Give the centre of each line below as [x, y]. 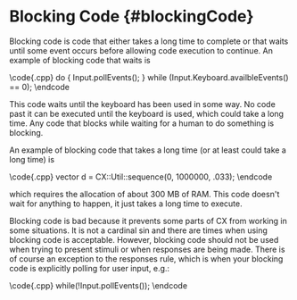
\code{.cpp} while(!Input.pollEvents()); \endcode [99, 285]
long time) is [32, 159]
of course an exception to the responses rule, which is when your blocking [146, 258]
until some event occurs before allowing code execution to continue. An [141, 50]
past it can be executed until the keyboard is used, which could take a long [146, 113]
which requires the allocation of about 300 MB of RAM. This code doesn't [144, 194]
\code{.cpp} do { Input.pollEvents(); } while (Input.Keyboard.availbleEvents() [149, 77]
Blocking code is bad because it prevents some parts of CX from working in [148, 221]
